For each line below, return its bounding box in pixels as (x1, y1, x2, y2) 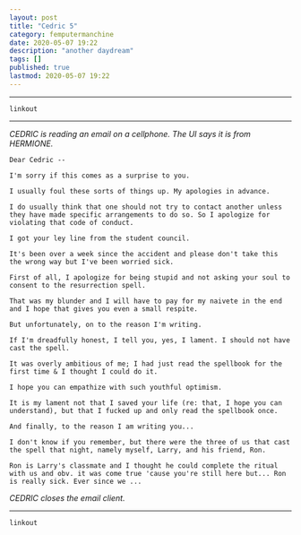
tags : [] (9, 55, 42, 64)
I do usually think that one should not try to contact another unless (9, 203, 282, 211)
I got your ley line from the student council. (9, 234, 191, 243)
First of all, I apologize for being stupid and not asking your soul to (9, 272, 291, 282)
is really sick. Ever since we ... (9, 477, 142, 486)
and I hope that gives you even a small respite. (9, 304, 199, 314)
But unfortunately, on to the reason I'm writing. (9, 320, 202, 329)
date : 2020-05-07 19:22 (9, 38, 99, 47)
